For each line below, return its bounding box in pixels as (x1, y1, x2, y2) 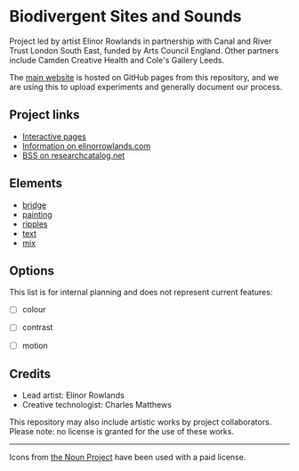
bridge (21, 199, 47, 211)
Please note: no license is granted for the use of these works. (9, 426, 234, 437)
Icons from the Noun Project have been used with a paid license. (9, 452, 246, 463)
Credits (9, 366, 52, 381)
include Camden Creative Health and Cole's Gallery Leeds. (9, 54, 225, 65)
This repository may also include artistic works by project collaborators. (9, 417, 272, 427)
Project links (9, 107, 80, 122)
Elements (9, 176, 63, 191)
